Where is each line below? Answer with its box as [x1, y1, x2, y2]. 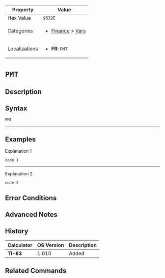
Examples [5, 135, 36, 143]
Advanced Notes [5, 210, 58, 219]
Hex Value [7, 15, 31, 21]
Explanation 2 [5, 171, 33, 177]
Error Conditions [5, 194, 57, 202]
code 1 [5, 158, 19, 163]
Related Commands [5, 267, 67, 275]
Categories [7, 28, 33, 34]
